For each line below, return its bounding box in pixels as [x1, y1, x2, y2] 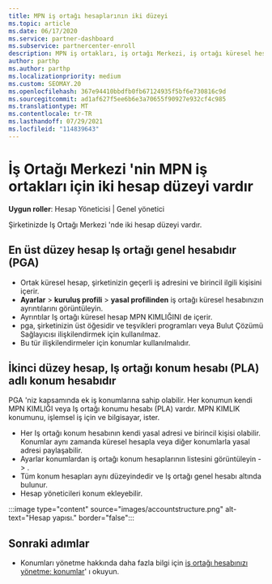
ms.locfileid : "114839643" [8, 125, 100, 133]
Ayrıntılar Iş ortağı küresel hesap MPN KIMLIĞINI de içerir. [19, 311, 213, 321]
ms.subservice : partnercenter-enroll [8, 42, 136, 50]
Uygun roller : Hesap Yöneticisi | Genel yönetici [8, 204, 164, 213]
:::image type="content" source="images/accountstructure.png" [8, 505, 224, 514]
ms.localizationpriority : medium [8, 72, 121, 80]
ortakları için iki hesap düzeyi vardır [8, 177, 253, 195]
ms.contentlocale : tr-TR [8, 110, 92, 118]
